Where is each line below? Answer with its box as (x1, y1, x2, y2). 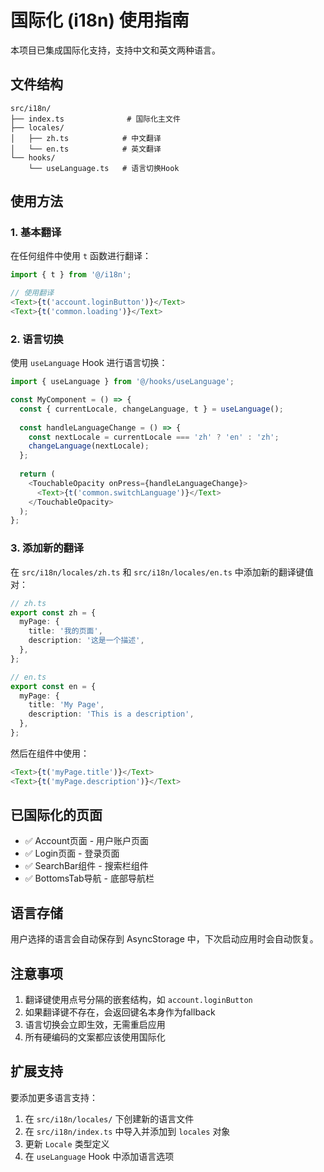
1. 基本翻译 (10, 226, 62, 240)
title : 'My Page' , (28, 700, 105, 710)
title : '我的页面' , (28, 626, 103, 636)
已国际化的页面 (10, 807, 103, 824)
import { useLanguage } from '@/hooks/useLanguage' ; (10, 377, 235, 387)
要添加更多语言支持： (10, 1091, 98, 1103)
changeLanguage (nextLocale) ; (28, 441, 150, 451)
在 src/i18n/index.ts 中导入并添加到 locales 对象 (24, 1125, 231, 1137)
